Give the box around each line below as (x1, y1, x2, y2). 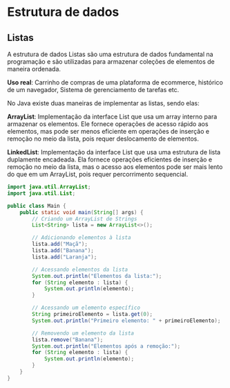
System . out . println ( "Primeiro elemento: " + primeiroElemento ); (32, 317, 221, 324)
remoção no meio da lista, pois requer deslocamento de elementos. (7, 134, 199, 143)
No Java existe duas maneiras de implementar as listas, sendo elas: (7, 99, 200, 107)
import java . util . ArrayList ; (7, 184, 91, 191)
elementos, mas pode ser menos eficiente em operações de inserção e (7, 127, 209, 135)
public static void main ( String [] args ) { (19, 209, 144, 215)
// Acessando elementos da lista (32, 266, 128, 273)
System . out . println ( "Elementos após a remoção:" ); (32, 342, 181, 350)
